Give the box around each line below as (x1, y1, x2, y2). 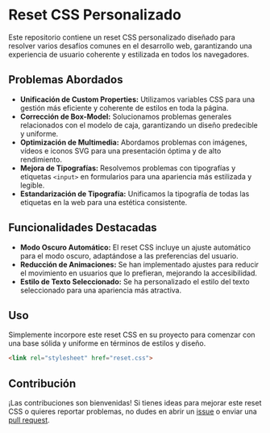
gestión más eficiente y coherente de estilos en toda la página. (19, 103, 229, 112)
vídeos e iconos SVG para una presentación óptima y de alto (19, 145, 222, 155)
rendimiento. (19, 154, 63, 164)
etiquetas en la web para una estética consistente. (19, 197, 188, 207)
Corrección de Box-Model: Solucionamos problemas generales (19, 111, 232, 121)
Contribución (8, 376, 77, 390)
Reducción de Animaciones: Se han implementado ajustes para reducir (19, 259, 260, 269)
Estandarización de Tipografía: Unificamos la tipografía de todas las (19, 188, 250, 199)
